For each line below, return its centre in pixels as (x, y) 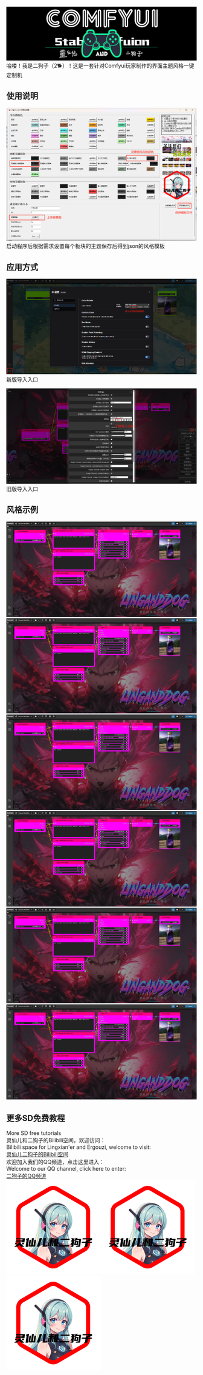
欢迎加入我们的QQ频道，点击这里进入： (55, 1162)
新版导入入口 (22, 380)
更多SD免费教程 (36, 1118)
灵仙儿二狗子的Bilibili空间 (37, 1154)
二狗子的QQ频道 (26, 1176)
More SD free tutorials (34, 1133)
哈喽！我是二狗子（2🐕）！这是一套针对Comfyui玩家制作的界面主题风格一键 (100, 65)
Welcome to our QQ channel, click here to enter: (66, 1169)
